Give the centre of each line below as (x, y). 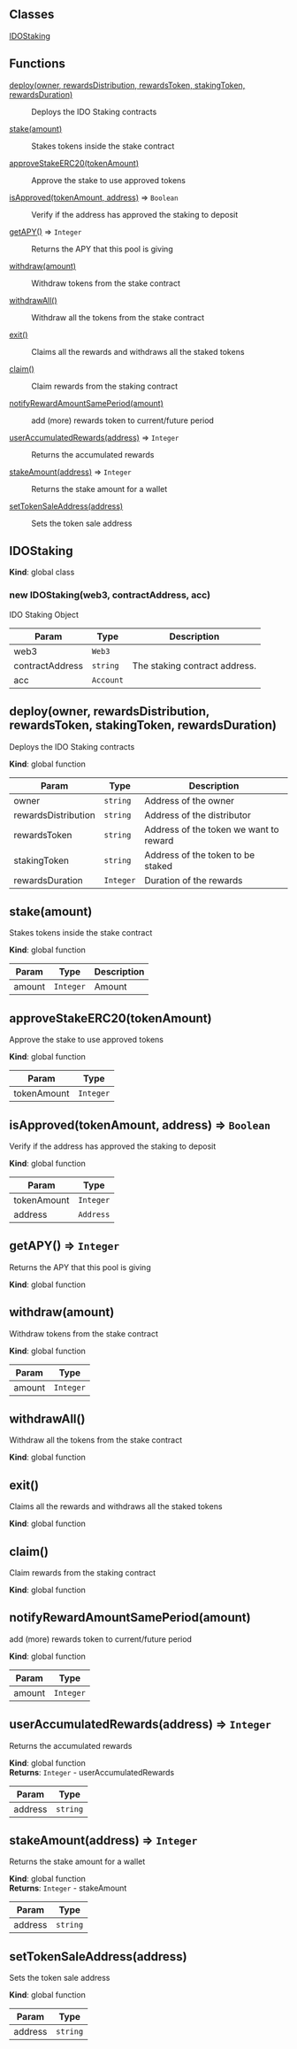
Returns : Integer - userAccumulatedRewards (92, 1772)
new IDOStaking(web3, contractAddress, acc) (110, 595)
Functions (38, 64)
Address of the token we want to (212, 829)
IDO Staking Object (44, 614)
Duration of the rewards (194, 880)
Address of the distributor (198, 815)
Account (107, 680)
